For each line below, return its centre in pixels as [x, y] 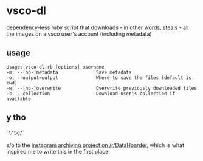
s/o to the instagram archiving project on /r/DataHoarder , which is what [95, 145]
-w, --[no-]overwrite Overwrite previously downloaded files [102, 88]
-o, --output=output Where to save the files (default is [99, 77]
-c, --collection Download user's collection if [91, 94]
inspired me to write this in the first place [57, 151]
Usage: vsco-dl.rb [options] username [55, 67]
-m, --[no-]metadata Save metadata [69, 72]
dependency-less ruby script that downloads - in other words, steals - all [98, 27]
